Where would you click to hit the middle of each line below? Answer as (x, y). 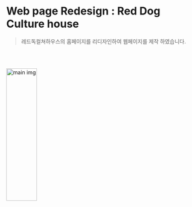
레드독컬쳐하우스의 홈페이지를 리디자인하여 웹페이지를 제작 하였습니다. (103, 41)
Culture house (43, 24)
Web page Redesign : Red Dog (83, 11)
